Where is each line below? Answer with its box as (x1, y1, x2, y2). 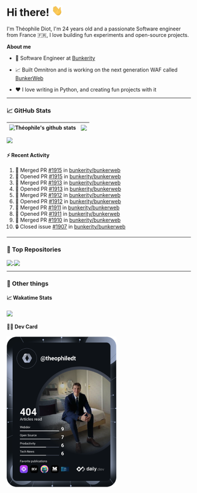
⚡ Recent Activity (6, 151, 50, 158)
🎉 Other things (6, 279, 49, 287)
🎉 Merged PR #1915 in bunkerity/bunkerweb (15, 166, 121, 174)
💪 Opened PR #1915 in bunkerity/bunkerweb (15, 173, 122, 180)
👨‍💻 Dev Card (6, 323, 38, 330)
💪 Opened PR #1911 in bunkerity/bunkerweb (15, 210, 120, 217)
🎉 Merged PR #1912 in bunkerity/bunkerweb (15, 192, 121, 199)
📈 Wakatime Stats (6, 294, 53, 301)
